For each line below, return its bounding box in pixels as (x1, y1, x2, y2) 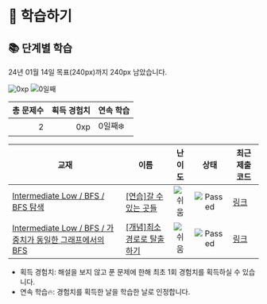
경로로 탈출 (126, 233, 165, 244)
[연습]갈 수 (126, 191, 164, 202)
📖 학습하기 (8, 7, 73, 25)
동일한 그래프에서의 (36, 235, 105, 245)
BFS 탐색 (12, 202, 44, 213)
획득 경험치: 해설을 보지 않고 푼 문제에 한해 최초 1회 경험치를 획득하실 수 (19, 267, 241, 276)
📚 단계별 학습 (8, 41, 73, 55)
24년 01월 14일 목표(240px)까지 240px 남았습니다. (8, 67, 168, 76)
